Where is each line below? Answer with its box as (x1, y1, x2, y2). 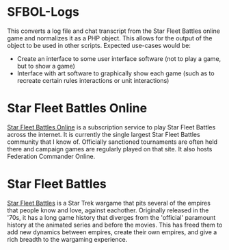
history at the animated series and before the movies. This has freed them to (7, 221, 223, 229)
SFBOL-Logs (7, 4, 80, 20)
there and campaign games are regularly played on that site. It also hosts (7, 145, 213, 153)
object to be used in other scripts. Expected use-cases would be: (7, 41, 191, 49)
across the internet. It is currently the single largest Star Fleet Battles (7, 130, 200, 138)
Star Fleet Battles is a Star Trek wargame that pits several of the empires (7, 199, 211, 207)
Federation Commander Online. (7, 152, 96, 160)
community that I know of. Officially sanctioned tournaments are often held (7, 138, 217, 146)
